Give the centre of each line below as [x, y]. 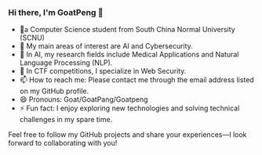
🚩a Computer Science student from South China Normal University [127, 30]
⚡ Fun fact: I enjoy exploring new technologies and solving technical [129, 108]
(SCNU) [32, 38]
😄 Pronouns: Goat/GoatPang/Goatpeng [84, 99]
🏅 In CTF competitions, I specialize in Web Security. [103, 71]
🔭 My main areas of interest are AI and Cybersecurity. [106, 46]
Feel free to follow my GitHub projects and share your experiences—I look [127, 135]
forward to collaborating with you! [63, 143]
